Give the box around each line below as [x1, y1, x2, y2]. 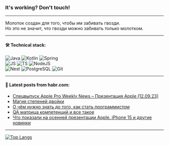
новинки [12, 119, 31, 125]
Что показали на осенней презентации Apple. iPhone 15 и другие [12, 114, 152, 120]
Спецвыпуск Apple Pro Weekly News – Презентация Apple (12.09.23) [12, 93, 159, 99]
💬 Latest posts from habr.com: [5, 82, 70, 88]
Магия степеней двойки [12, 98, 64, 104]
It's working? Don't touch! [5, 4, 70, 11]
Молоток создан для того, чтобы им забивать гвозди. [5, 20, 121, 26]
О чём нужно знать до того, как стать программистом [12, 103, 130, 109]
